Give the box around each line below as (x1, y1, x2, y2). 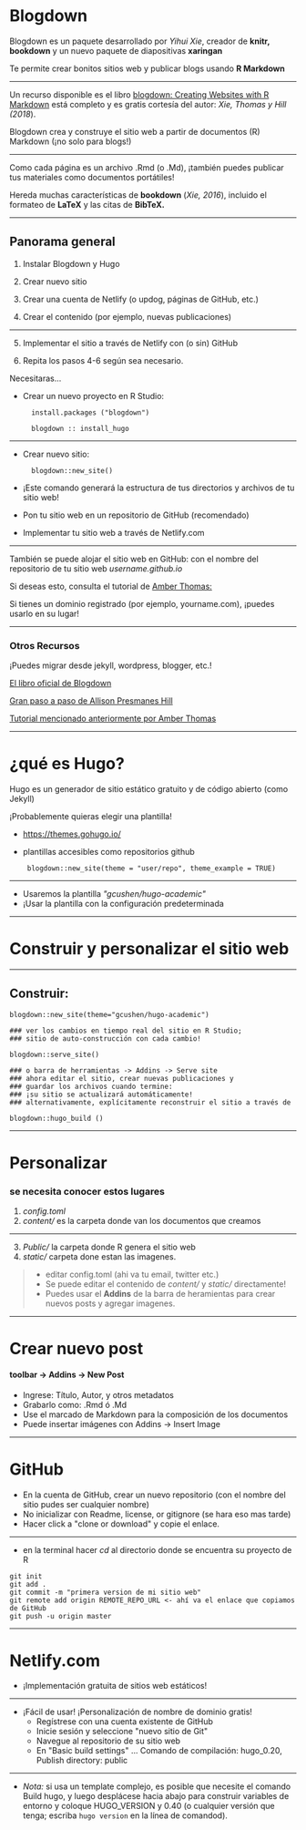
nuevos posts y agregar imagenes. (45, 1298, 176, 1309)
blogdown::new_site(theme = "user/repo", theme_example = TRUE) (26, 863, 276, 873)
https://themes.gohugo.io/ (22, 828, 121, 839)
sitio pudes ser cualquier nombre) (22, 1498, 150, 1509)
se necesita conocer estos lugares (9, 1185, 166, 1198)
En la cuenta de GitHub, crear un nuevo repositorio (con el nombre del (22, 1489, 287, 1500)
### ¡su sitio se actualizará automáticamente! (9, 1090, 194, 1099)
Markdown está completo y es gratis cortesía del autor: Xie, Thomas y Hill (9, 98, 287, 109)
